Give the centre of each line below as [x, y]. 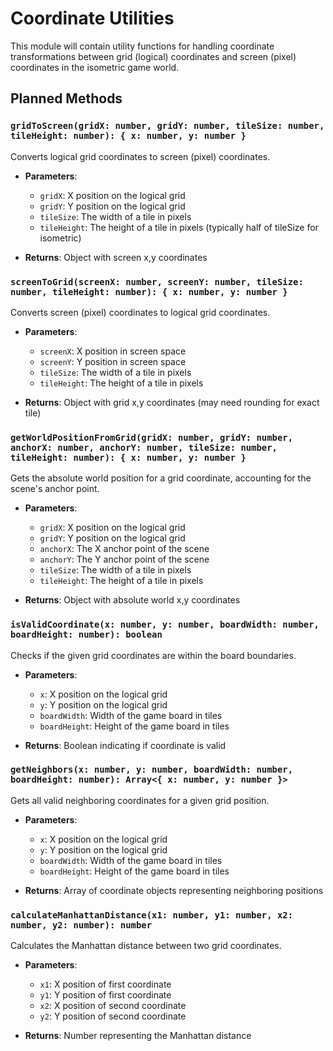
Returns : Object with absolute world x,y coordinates [132, 600]
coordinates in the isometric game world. [95, 67]
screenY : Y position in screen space [113, 361]
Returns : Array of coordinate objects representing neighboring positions [174, 890]
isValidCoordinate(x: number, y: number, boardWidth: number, [165, 625]
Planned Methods [66, 98]
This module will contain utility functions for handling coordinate [142, 46]
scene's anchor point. [55, 489]
